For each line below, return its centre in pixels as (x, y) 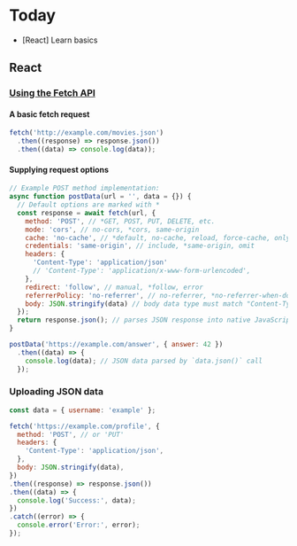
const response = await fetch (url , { (87, 213)
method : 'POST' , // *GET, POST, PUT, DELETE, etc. (120, 221)
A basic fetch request (49, 114)
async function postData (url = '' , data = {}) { (100, 197)
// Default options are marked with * (89, 205)
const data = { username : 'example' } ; (83, 410)
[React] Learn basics (60, 40)
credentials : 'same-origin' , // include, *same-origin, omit (140, 246)
